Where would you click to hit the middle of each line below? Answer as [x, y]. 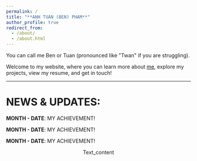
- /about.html [28, 39]
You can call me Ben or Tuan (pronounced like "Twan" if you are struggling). [98, 55]
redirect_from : [25, 28]
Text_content [98, 152]
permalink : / [22, 11]
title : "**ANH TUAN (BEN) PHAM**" [48, 17]
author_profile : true [33, 22]
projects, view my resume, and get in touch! [59, 73]
